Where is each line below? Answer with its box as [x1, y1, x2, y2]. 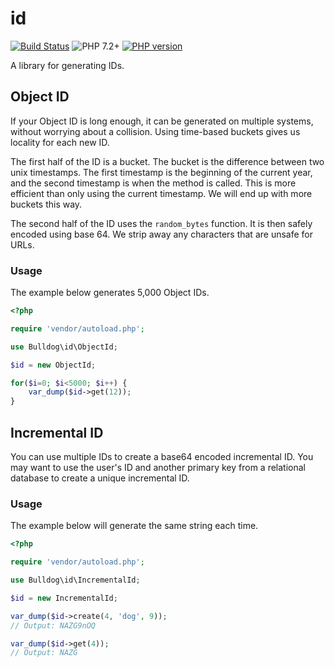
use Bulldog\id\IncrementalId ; [10, 575, 141, 586]
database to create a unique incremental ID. [10, 472, 190, 484]
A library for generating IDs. [10, 59, 125, 71]
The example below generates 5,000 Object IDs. [10, 287, 210, 299]
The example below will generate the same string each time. [10, 520, 259, 532]
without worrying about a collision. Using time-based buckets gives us [10, 125, 301, 137]
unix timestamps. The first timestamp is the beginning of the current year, [10, 166, 313, 178]
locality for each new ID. [10, 136, 110, 148]
